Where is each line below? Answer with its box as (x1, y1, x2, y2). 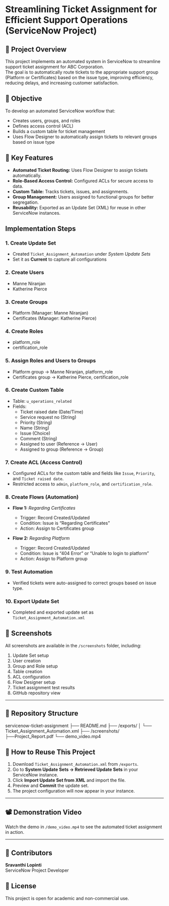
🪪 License (5, 882, 37, 890)
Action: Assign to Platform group (20, 556, 88, 562)
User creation (12, 657, 41, 663)
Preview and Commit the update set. (12, 782, 89, 789)
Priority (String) (20, 419, 52, 426)
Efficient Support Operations (5, 14, 128, 26)
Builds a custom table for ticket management (12, 128, 106, 134)
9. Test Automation (5, 568, 53, 575)
